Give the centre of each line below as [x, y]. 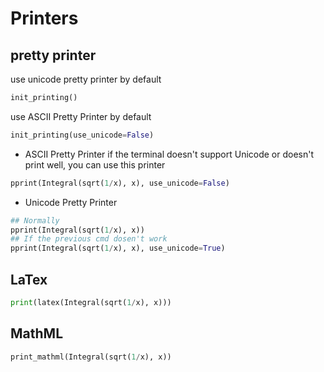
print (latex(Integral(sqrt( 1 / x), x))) [91, 302]
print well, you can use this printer [95, 164]
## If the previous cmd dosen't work [89, 239]
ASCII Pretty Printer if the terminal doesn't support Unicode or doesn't [169, 154]
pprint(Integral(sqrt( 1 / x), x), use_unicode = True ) [118, 248]
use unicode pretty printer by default [86, 79]
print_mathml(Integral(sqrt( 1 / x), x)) [91, 357]
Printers [44, 18]
